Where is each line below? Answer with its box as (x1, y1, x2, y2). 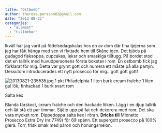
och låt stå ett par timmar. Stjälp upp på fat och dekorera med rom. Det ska (5, 107, 154, 113)
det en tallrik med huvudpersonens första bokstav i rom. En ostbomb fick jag (5, 59, 158, 64)
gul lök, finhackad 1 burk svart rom (5, 83, 74, 89)
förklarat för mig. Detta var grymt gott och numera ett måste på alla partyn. (5, 63, 154, 69)
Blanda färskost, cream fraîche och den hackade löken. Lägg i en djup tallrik (5, 102, 157, 107)
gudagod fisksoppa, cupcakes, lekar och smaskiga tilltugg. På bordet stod (5, 53, 153, 59)
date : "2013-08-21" (5, 16, 44, 21)
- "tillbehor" (9, 30, 38, 34)
